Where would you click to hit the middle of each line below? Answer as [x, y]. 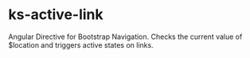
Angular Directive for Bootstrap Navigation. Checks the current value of [125, 37]
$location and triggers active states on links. [81, 44]
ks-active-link [56, 15]
